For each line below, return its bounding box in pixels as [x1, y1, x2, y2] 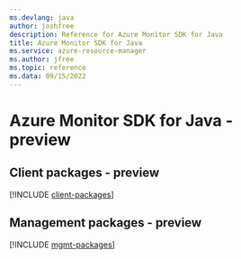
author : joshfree [9, 22, 75, 31]
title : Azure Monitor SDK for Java [9, 38, 143, 48]
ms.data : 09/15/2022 [9, 72, 87, 81]
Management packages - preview [9, 215, 202, 230]
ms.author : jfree [9, 55, 75, 64]
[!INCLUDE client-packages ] [9, 189, 114, 200]
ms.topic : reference [9, 64, 87, 73]
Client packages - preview [9, 165, 160, 181]
